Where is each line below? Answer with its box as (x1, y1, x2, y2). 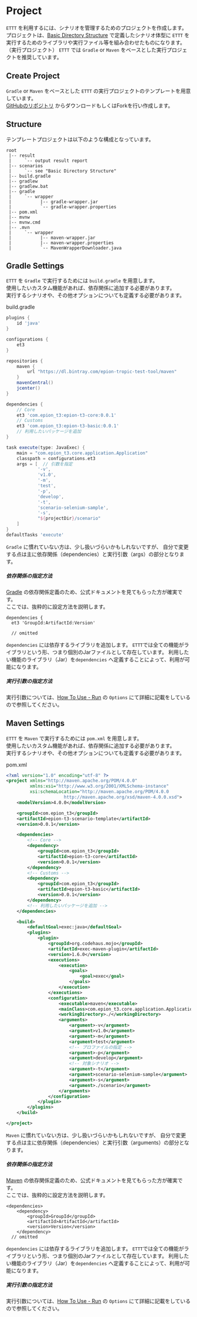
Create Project (6, 71, 60, 81)
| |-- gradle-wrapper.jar (8, 198, 98, 205)
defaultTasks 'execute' (6, 532, 64, 538)
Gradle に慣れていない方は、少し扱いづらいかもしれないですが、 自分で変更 (6, 543, 189, 550)
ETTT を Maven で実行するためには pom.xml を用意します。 (6, 735, 142, 742)
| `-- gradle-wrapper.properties (8, 204, 117, 210)
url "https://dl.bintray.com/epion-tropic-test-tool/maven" (27, 369, 177, 375)
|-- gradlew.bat (8, 183, 49, 189)
